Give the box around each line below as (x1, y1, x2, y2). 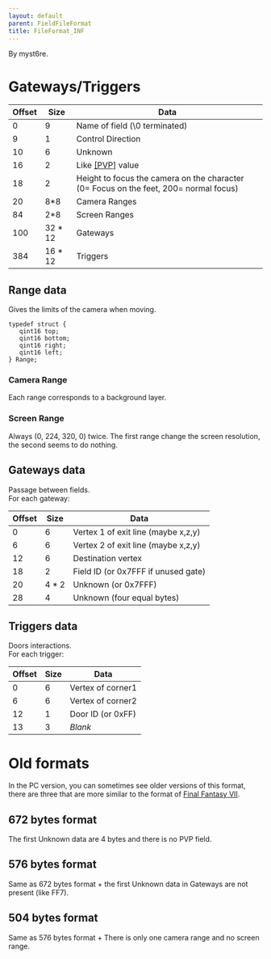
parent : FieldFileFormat (8, 19, 92, 27)
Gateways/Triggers (8, 78, 141, 95)
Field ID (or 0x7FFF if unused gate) (73, 565, 206, 577)
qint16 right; (19, 341, 67, 350)
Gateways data (8, 463, 86, 477)
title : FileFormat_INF (8, 27, 85, 35)
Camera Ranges (76, 196, 137, 207)
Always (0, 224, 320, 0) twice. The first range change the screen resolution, (8, 431, 261, 441)
